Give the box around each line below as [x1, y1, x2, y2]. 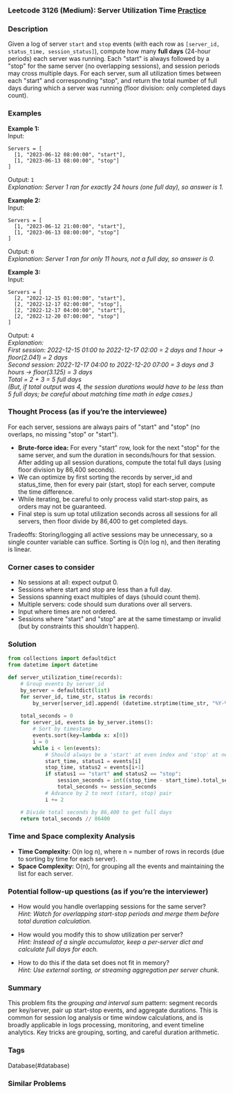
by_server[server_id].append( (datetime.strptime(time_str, [32, 699, 209, 707]
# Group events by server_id [20, 681, 104, 688]
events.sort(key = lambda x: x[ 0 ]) [32, 732, 129, 739]
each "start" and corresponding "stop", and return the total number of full [8, 77, 217, 85]
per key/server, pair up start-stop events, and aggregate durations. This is [8, 1006, 218, 1015]
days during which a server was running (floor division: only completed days [8, 84, 226, 92]
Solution [8, 639, 37, 649]
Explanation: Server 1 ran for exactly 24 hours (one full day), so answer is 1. [8, 183, 224, 191]
